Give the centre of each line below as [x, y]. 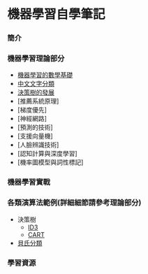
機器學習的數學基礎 [45, 75]
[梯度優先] [32, 110]
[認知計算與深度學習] [47, 154]
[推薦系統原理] [38, 101]
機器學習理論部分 [36, 59]
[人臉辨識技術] [38, 145]
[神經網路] [32, 119]
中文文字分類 [36, 84]
